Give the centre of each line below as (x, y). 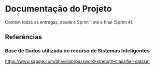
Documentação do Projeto (58, 9)
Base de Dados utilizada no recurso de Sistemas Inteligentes (77, 51)
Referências (24, 37)
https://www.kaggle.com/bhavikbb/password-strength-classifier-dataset (77, 61)
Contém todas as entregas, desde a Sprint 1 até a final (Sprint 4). (69, 22)
